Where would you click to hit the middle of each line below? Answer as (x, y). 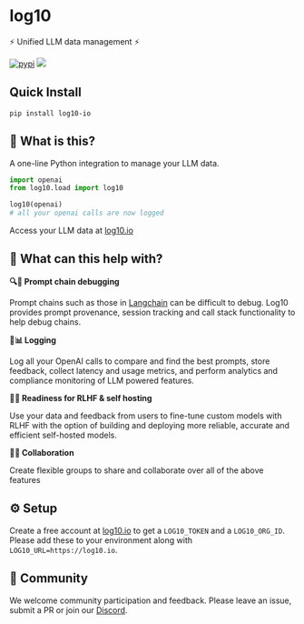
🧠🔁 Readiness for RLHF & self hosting (81, 398)
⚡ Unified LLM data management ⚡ (74, 41)
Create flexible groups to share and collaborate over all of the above (137, 470)
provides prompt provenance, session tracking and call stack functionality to (152, 312)
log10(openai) (36, 205)
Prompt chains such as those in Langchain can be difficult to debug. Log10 (149, 302)
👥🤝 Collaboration (42, 452)
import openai (36, 180)
